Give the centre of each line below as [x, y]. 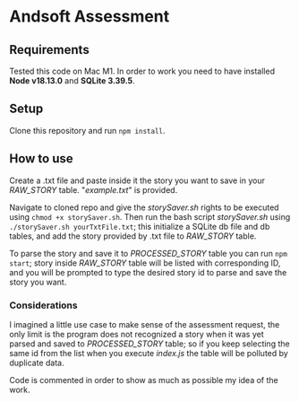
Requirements [49, 50]
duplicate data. [37, 363]
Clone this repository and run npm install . [87, 130]
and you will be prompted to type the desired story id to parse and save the [148, 272]
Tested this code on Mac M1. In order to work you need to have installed [142, 71]
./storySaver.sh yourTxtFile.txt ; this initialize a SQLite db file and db [140, 226]
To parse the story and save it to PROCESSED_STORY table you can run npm [149, 253]
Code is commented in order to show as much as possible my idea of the [144, 380]
